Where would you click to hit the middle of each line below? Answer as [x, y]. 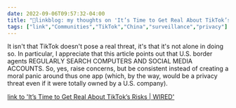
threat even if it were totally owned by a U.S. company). [88, 84]
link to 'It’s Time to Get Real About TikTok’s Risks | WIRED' [91, 97]
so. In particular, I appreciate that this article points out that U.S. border [110, 54]
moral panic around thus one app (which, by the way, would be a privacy [112, 76]
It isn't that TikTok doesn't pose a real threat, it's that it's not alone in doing [115, 47]
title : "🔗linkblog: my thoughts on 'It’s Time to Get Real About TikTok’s [119, 20]
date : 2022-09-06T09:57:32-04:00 [56, 14]
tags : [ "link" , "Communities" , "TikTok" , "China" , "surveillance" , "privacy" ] [118, 26]
